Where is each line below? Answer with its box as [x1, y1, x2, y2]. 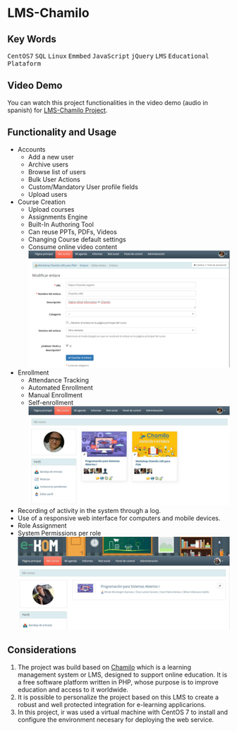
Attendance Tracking [28, 376, 90, 385]
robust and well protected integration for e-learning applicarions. [17, 700, 207, 708]
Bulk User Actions [28, 175, 80, 183]
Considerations [7, 644, 77, 656]
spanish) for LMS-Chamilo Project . [7, 106, 108, 114]
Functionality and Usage [7, 126, 117, 138]
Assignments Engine [28, 212, 88, 221]
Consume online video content [28, 242, 118, 251]
